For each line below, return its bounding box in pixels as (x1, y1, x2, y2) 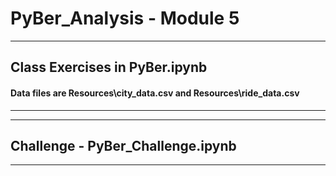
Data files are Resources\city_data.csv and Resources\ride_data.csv (10, 87, 300, 99)
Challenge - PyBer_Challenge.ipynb (10, 137, 237, 154)
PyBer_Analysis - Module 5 (10, 7, 240, 30)
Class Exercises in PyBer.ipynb (10, 59, 208, 76)
